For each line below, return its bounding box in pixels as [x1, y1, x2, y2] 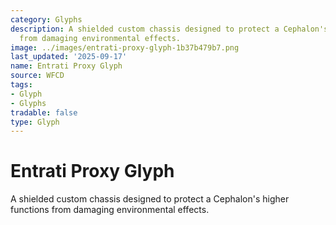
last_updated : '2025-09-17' [10, 52, 128, 62]
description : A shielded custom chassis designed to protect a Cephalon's [10, 24, 329, 34]
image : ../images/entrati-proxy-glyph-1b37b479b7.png [10, 42, 240, 53]
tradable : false [10, 107, 78, 118]
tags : [10, 80, 33, 90]
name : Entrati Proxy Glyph [10, 61, 123, 71]
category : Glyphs [10, 14, 83, 25]
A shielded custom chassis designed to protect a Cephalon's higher [10, 193, 290, 205]
